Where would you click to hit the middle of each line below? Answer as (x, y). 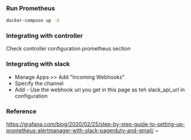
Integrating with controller (45, 36)
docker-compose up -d (33, 21)
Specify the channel (39, 83)
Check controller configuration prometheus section (69, 49)
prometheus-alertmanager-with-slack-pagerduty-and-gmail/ (80, 131)
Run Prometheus (30, 8)
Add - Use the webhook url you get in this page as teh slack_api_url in (100, 90)
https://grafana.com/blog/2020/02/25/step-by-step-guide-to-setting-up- (96, 124)
